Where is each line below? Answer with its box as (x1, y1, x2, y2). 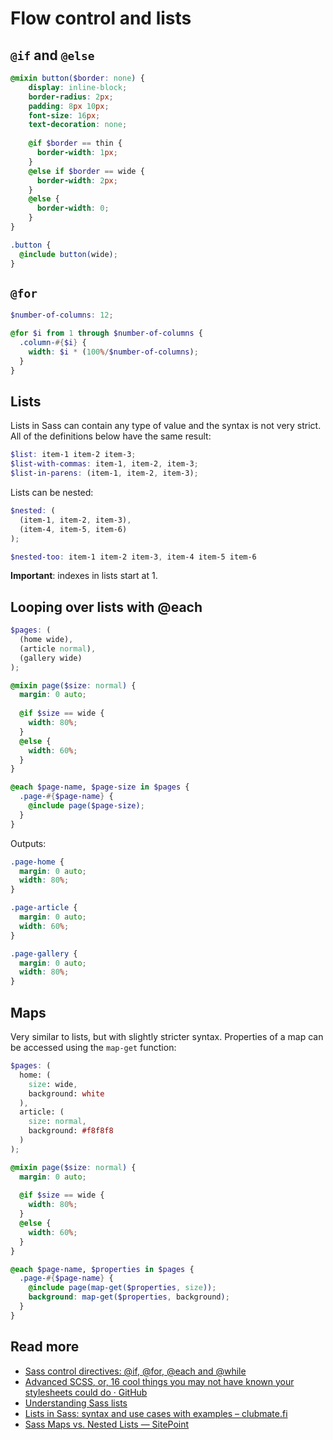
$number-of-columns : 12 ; (10, 310, 114, 321)
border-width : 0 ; (36, 203, 110, 214)
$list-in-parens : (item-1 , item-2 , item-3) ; (10, 468, 199, 479)
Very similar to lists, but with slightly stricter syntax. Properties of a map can (10, 1031, 324, 1042)
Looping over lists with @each (10, 598, 203, 616)
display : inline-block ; (28, 82, 128, 92)
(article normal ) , (19, 643, 97, 654)
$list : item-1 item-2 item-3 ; (10, 450, 137, 460)
